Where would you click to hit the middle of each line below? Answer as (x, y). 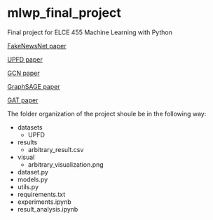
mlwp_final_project (64, 13)
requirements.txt (41, 194)
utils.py (28, 186)
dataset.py (33, 172)
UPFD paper (25, 59)
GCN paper (23, 73)
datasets (30, 127)
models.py (33, 179)
